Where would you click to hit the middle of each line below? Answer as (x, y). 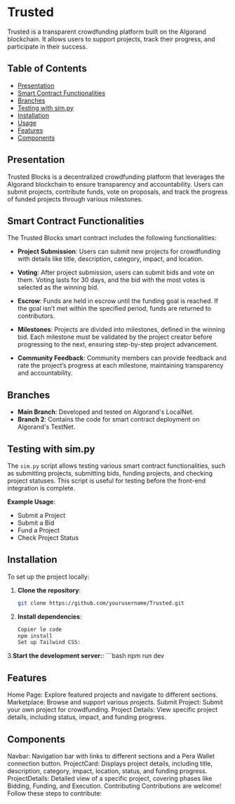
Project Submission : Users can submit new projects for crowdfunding (119, 252)
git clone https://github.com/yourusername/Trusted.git (101, 603)
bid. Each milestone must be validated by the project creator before (115, 337)
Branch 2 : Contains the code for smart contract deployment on (108, 420)
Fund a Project (38, 530)
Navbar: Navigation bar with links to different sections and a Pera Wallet (111, 756)
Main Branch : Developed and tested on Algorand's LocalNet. (106, 412)
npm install (35, 636)
